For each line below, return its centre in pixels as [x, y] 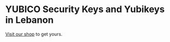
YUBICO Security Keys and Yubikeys [85, 9]
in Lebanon [29, 20]
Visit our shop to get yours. [34, 34]
